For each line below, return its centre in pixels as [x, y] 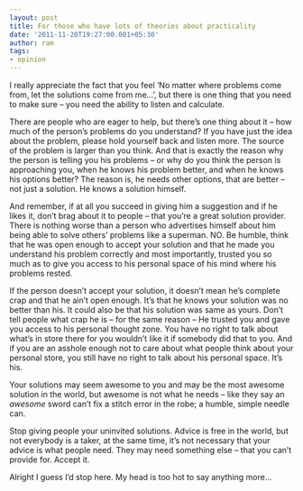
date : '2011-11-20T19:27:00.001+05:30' [84, 34]
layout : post [34, 18]
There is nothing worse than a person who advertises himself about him [143, 225]
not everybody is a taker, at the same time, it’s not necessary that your [140, 441]
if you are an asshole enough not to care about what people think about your [151, 348]
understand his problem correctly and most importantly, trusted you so [141, 254]
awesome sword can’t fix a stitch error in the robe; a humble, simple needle [150, 404]
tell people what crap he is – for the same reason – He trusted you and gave [150, 319]
